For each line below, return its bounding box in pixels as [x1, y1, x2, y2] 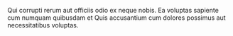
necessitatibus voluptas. [7, 21, 79, 29]
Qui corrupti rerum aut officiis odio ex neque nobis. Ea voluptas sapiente [7, 6, 219, 14]
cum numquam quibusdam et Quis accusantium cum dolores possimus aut [7, 13, 226, 22]
